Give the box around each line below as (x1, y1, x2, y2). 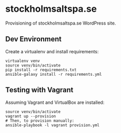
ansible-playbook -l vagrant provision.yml (5, 122, 100, 128)
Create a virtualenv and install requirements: (5, 48, 99, 54)
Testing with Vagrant (5, 85, 73, 95)
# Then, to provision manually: (5, 118, 74, 123)
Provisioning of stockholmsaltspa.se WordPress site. (5, 20, 116, 26)
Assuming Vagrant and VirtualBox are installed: (5, 99, 105, 105)
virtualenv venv (5, 58, 40, 63)
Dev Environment (5, 35, 62, 43)
